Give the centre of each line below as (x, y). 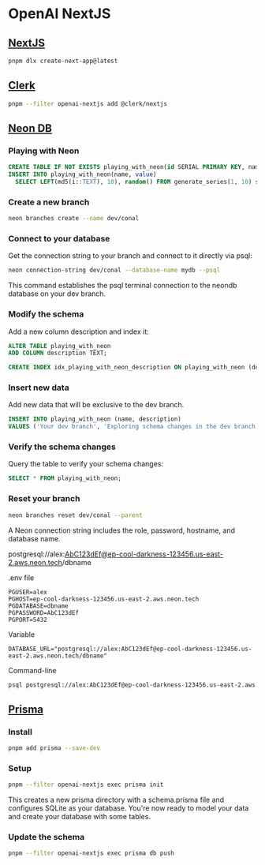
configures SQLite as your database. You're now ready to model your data (129, 808)
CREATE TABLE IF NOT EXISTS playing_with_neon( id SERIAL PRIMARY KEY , (127, 167)
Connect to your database (59, 238)
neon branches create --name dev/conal (74, 219)
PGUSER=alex (28, 592)
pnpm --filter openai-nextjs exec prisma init (86, 785)
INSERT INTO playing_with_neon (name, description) (95, 419)
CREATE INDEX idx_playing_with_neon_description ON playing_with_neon (127, 368)
